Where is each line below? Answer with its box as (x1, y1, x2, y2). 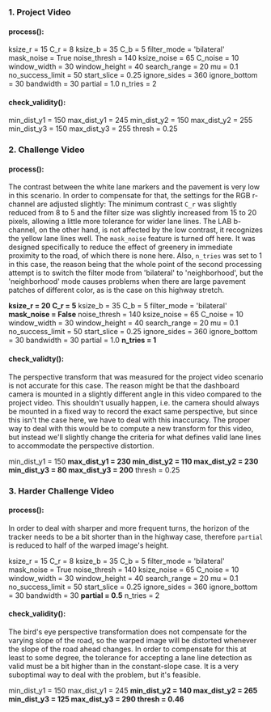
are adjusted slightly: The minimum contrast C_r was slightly (36, 199, 237, 209)
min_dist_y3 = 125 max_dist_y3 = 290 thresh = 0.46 (8, 694, 184, 704)
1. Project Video (8, 6, 71, 18)
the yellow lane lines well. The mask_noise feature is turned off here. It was (8, 234, 256, 244)
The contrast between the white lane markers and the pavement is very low (8, 182, 260, 192)
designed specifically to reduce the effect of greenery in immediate (8, 242, 233, 252)
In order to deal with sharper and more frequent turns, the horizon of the (8, 523, 250, 532)
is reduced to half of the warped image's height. (8, 540, 169, 550)
